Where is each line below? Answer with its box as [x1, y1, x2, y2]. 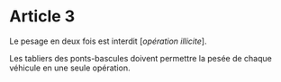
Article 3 [9, 6, 76, 27]
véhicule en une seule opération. [9, 62, 131, 73]
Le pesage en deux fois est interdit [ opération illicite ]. [9, 36, 207, 46]
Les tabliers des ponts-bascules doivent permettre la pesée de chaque [9, 53, 272, 63]
